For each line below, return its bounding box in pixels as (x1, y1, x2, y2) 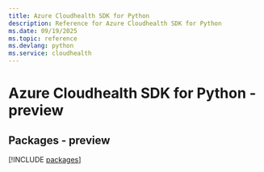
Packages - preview (8, 133, 111, 147)
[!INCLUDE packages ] (8, 155, 82, 164)
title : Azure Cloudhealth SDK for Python (8, 11, 150, 20)
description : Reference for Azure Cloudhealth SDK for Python (8, 19, 222, 27)
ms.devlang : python (8, 42, 74, 50)
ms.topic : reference (8, 34, 78, 43)
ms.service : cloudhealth (8, 49, 92, 57)
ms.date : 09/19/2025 (8, 27, 78, 35)
